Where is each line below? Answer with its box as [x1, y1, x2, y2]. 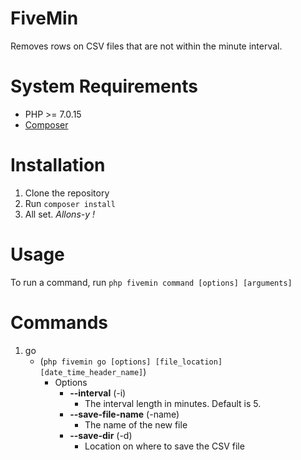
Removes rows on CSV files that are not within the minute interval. [10, 40, 283, 52]
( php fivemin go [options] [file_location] [39, 355, 223, 367]
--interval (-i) [69, 387, 127, 399]
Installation [10, 154, 106, 177]
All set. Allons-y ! [24, 208, 96, 220]
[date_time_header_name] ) [39, 365, 147, 377]
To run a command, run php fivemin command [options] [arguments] [10, 276, 293, 288]
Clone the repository [24, 187, 110, 199]
